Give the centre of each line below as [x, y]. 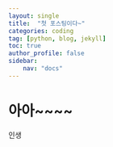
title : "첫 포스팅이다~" [47, 23]
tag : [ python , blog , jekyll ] [57, 38]
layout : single [34, 16]
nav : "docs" [43, 69]
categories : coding [41, 31]
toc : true [25, 46]
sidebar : [23, 61]
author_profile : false [46, 53]
